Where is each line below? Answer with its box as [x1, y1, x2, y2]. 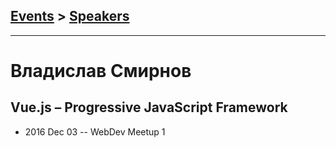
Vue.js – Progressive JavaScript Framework [10, 99, 288, 116]
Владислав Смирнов [10, 60, 192, 82]
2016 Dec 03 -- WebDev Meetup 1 [24, 125, 166, 138]
